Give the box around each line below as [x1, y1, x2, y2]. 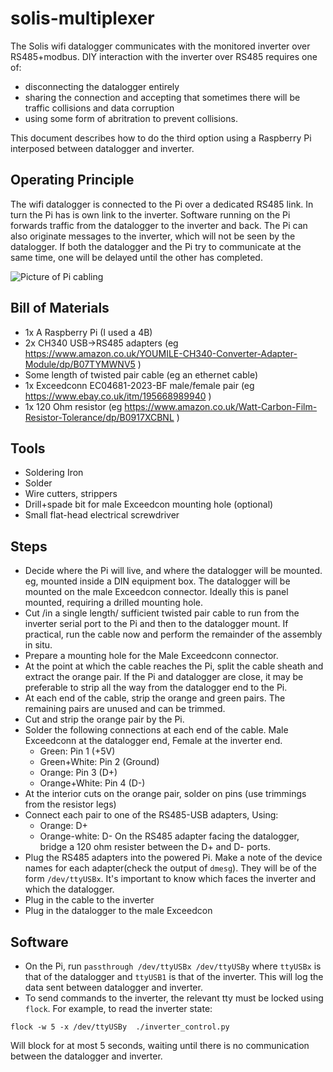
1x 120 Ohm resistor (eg [24, 400, 123, 412]
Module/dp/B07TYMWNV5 [24, 358, 136, 370]
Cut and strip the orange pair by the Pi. [24, 713, 185, 726]
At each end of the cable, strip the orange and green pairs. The [24, 692, 286, 704]
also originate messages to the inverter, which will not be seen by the [10, 230, 296, 242]
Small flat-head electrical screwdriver [24, 509, 180, 521]
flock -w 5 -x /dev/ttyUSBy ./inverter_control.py [10, 1022, 230, 1032]
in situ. [24, 639, 53, 651]
